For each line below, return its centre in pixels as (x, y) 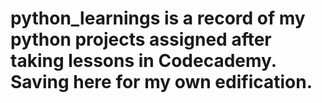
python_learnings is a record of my (158, 18)
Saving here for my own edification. (161, 82)
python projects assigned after (141, 39)
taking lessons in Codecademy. (143, 61)
